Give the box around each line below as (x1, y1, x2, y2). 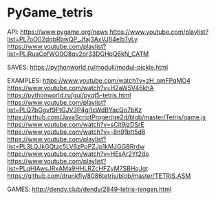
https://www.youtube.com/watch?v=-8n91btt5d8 (7, 128, 146, 136)
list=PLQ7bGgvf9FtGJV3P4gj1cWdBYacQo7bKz (7, 106, 142, 114)
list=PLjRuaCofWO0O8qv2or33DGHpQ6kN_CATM (7, 50, 149, 58)
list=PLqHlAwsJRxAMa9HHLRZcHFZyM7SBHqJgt (7, 164, 149, 172)
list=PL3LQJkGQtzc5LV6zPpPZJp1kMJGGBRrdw (7, 142, 145, 150)
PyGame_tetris (7, 5, 94, 21)
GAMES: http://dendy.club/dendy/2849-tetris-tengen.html (7, 185, 172, 193)
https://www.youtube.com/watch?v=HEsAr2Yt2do (7, 150, 149, 158)
